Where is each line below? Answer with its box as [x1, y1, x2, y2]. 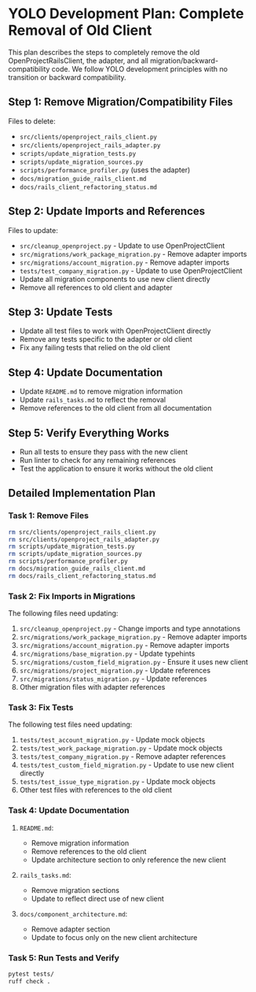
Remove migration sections [31, 885, 120, 894]
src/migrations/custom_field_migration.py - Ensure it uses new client [19, 657, 249, 667]
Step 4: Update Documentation [8, 365, 163, 379]
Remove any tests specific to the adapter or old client [19, 335, 192, 344]
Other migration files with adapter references [19, 683, 166, 692]
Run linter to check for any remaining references [19, 456, 177, 465]
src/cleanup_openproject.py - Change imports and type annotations [19, 624, 241, 634]
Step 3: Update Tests [8, 305, 113, 319]
